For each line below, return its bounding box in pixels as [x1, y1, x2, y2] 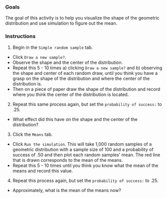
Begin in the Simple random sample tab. [12, 44, 93, 50]
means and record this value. [12, 167, 73, 174]
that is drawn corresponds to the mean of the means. [12, 157, 123, 163]
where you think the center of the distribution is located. [12, 91, 129, 97]
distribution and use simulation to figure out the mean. [5, 20, 117, 26]
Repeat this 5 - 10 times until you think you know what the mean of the [12, 162, 158, 168]
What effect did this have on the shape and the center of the [12, 116, 138, 122]
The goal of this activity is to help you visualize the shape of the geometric [5, 15, 160, 21]
